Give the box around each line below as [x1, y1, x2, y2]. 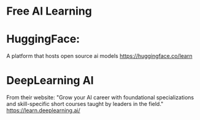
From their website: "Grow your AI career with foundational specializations [6, 94, 194, 101]
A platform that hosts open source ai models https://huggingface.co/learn [6, 52, 193, 60]
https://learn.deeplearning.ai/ [6, 107, 81, 114]
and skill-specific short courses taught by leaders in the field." [6, 101, 164, 108]
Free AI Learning [6, 4, 92, 18]
